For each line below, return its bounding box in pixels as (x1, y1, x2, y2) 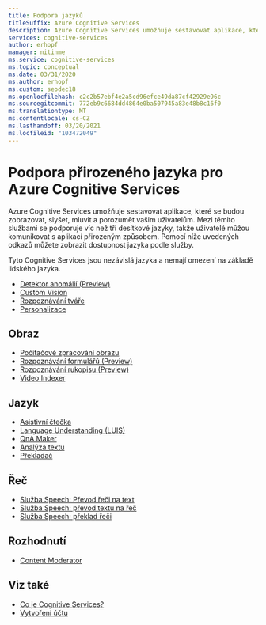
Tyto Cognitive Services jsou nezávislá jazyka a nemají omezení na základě (8, 255, 253, 265)
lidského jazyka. (8, 263, 61, 273)
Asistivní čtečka (19, 417, 72, 427)
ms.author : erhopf (8, 78, 69, 85)
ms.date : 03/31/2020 (8, 70, 77, 78)
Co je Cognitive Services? (19, 599, 104, 609)
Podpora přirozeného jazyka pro (8, 163, 224, 181)
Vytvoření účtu (19, 608, 69, 617)
